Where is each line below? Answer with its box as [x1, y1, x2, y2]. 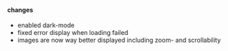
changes [7, 6, 34, 14]
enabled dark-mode [17, 21, 75, 29]
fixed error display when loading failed [17, 29, 129, 37]
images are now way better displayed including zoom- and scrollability [17, 36, 222, 45]
